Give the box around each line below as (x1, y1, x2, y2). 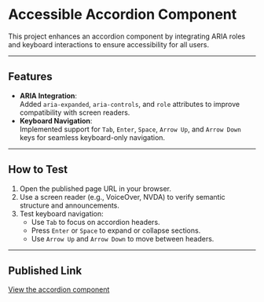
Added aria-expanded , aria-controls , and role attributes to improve (19, 99, 240, 109)
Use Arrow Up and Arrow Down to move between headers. (31, 234, 214, 243)
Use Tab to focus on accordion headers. (31, 217, 160, 226)
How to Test (8, 163, 68, 176)
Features (8, 70, 53, 83)
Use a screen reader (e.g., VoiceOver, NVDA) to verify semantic (19, 192, 225, 201)
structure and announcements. (19, 201, 120, 210)
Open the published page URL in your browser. (19, 183, 171, 193)
